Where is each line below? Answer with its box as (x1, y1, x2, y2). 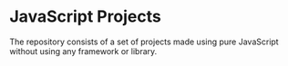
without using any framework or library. (9, 45, 158, 56)
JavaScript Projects (9, 6, 161, 27)
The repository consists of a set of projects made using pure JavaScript (9, 36, 280, 47)
